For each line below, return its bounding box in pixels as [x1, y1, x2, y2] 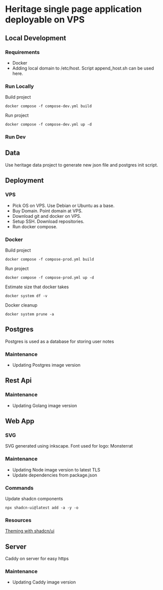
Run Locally [5, 83, 34, 90]
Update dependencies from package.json [12, 472, 98, 478]
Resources [5, 517, 32, 524]
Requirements [5, 49, 40, 56]
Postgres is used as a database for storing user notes [5, 338, 114, 344]
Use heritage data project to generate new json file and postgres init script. [5, 162, 159, 168]
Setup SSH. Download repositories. [12, 218, 85, 224]
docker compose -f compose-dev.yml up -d [5, 122, 92, 127]
